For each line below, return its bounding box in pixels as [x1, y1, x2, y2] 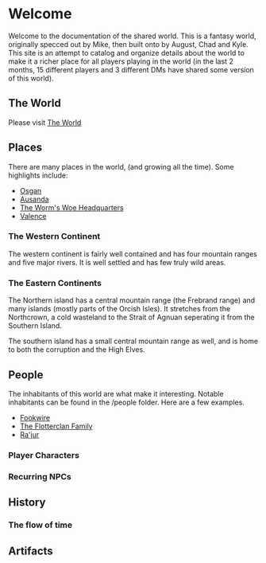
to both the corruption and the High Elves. [8, 345, 145, 354]
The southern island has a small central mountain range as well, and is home [8, 336, 259, 346]
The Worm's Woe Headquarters [19, 202, 125, 212]
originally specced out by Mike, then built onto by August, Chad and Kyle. [8, 39, 249, 49]
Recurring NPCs [8, 471, 71, 482]
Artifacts [8, 544, 53, 557]
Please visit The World [8, 117, 82, 127]
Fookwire [19, 412, 51, 422]
